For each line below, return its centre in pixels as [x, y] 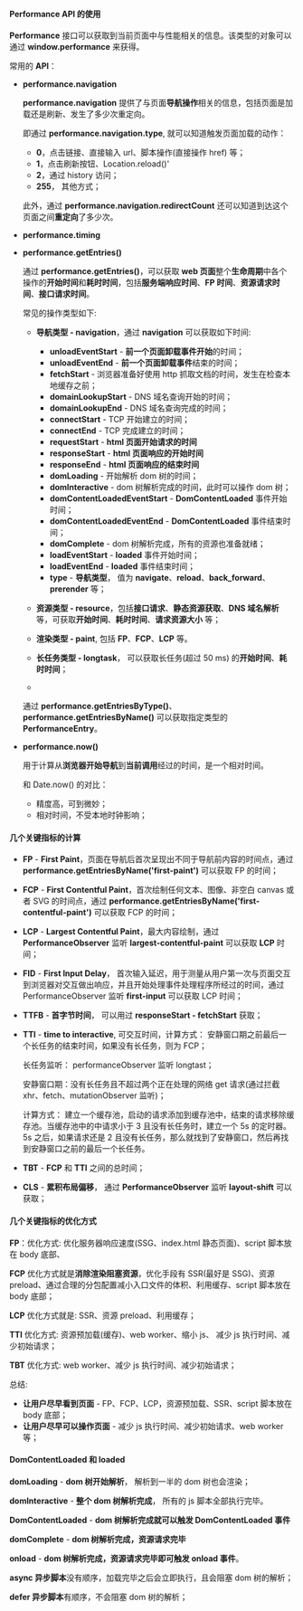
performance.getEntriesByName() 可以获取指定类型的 [125, 717]
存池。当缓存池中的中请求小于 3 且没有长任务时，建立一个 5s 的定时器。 [156, 1126]
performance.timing [62, 235]
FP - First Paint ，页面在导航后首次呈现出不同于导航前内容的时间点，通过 [158, 859]
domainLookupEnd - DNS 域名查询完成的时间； [139, 408]
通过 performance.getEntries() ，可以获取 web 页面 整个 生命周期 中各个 [155, 271]
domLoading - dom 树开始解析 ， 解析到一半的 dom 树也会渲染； [130, 1481]
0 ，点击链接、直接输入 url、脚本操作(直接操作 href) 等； [141, 153]
